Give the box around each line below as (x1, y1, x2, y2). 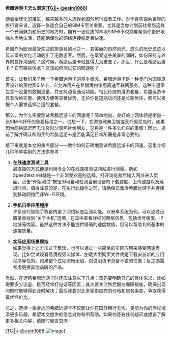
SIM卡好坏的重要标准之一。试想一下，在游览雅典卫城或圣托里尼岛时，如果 (9, 118, 165, 125)
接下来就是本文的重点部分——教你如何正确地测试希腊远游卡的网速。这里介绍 (5, 142, 166, 148)
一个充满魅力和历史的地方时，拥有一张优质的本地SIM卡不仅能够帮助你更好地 (5, 29, 165, 35)
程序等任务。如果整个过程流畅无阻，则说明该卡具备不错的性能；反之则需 (12, 258, 164, 263)
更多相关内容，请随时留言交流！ (5, 318, 72, 324)
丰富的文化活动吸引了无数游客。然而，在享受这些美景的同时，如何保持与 (9, 52, 161, 58)
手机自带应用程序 (12, 202, 49, 208)
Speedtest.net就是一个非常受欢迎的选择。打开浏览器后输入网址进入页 (12, 172, 159, 178)
